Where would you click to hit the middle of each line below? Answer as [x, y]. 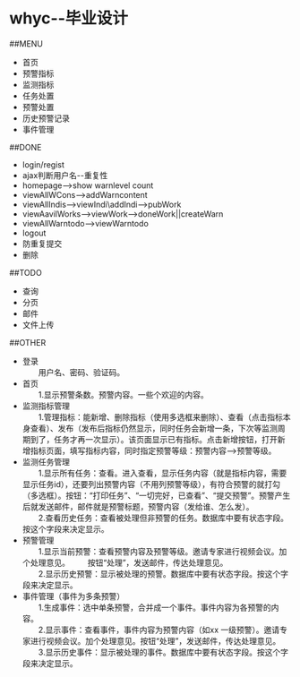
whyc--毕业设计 [69, 18]
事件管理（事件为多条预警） [73, 596]
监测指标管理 [46, 406]
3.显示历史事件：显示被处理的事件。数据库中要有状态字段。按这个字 [163, 652]
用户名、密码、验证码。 [81, 372]
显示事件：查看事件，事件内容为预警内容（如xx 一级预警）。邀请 [163, 630]
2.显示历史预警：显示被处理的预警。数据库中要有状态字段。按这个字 [163, 573]
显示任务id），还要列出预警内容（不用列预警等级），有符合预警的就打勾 [151, 484]
